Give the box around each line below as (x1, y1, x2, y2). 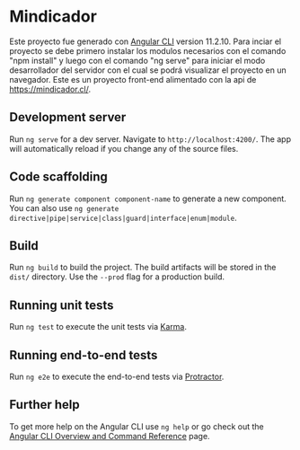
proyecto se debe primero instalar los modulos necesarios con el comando (9, 45, 287, 56)
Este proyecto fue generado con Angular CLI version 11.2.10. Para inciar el (9, 36, 281, 47)
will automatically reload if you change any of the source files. (9, 143, 239, 154)
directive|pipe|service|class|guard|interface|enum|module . (9, 212, 237, 223)
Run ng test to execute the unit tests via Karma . (9, 322, 187, 332)
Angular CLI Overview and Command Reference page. (9, 430, 210, 441)
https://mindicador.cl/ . (9, 84, 92, 94)
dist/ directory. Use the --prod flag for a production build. (9, 271, 225, 282)
